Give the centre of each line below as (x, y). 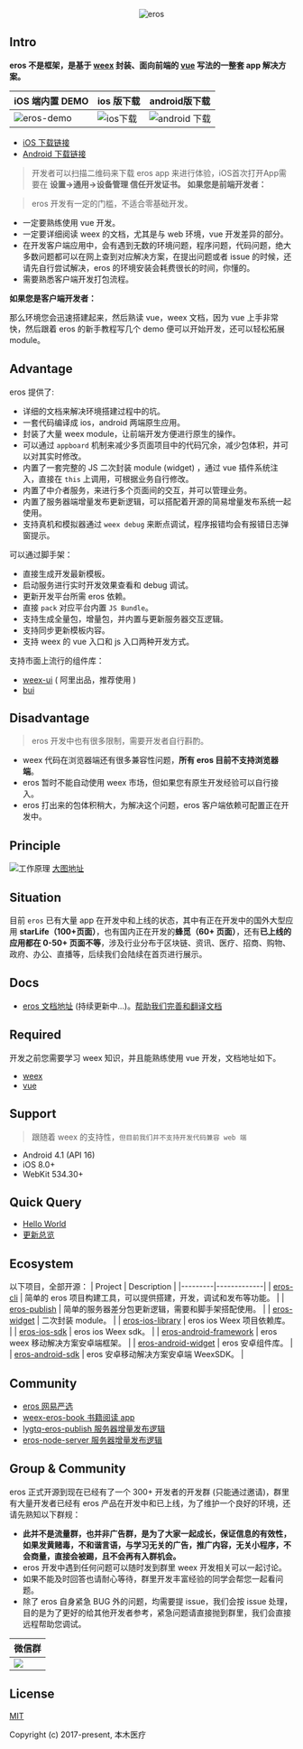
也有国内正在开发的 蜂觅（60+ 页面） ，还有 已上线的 (197, 932)
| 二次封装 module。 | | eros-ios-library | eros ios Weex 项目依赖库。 (163, 1321)
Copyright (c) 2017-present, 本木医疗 (78, 1735)
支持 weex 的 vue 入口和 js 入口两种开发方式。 (108, 641)
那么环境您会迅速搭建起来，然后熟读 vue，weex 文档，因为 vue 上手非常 (144, 317)
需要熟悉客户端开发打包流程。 (78, 279)
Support (33, 1114)
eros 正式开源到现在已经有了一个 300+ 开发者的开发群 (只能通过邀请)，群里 (150, 1492)
